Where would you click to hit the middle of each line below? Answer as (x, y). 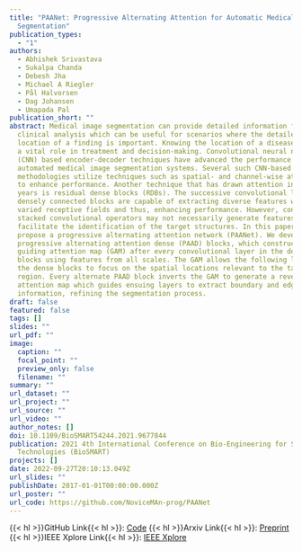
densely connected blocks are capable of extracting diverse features (152, 202)
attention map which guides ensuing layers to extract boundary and (148, 285)
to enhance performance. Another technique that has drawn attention (150, 185)
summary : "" (31, 386)
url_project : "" (40, 402)
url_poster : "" (38, 494)
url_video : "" (36, 419)
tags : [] (26, 319)
